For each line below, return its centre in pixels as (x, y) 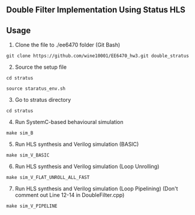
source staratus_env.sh (36, 89)
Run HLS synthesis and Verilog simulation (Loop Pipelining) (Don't (96, 189)
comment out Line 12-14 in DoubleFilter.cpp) (70, 195)
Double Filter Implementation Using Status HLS (96, 10)
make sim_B (20, 133)
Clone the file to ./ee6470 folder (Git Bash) (67, 45)
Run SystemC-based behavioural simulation (69, 122)
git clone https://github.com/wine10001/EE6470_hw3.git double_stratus (97, 56)
